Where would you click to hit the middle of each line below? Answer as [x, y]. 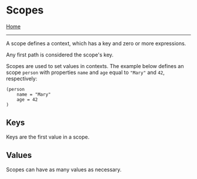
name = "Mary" [34, 94]
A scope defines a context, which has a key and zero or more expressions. [96, 43]
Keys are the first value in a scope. [48, 137]
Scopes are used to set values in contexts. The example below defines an [95, 66]
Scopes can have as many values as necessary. [64, 169]
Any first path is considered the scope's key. [60, 55]
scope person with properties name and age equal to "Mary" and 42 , [86, 72]
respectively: [22, 78]
